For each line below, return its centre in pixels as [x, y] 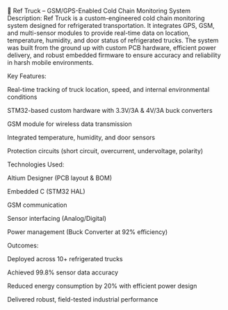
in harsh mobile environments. [50, 62]
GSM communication [37, 205]
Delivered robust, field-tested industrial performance [83, 299]
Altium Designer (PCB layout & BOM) [60, 178]
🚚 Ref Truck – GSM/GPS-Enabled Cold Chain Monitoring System [99, 11]
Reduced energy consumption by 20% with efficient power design [102, 286]
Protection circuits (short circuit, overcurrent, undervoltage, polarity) [105, 151]
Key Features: [27, 76]
